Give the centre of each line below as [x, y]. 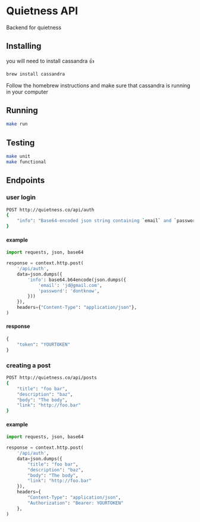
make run [17, 124]
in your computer [27, 92]
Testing [21, 143]
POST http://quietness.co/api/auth [50, 210]
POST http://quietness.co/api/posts [51, 378]
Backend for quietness [34, 27]
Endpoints [26, 181]
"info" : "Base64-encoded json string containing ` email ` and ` [97, 221]
